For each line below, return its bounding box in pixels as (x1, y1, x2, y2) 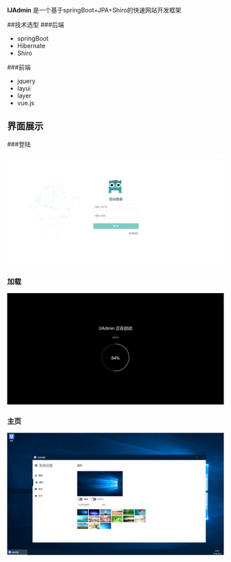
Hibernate (16, 42, 46, 50)
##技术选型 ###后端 (7, 21, 65, 29)
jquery (16, 77, 36, 85)
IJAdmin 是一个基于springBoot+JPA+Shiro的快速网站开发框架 (7, 6, 181, 14)
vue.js (16, 99, 34, 107)
